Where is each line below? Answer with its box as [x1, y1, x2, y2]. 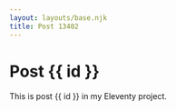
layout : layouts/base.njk [9, 13, 107, 23]
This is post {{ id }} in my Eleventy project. [9, 91, 168, 102]
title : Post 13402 [9, 22, 79, 31]
